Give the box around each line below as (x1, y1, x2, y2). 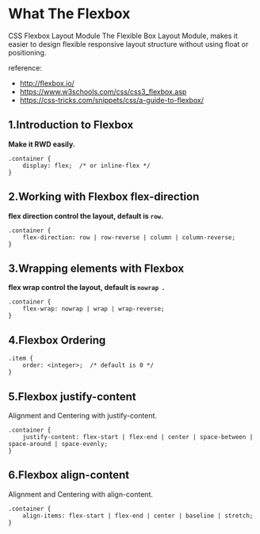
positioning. (8, 48, 47, 57)
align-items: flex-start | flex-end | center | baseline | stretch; (22, 512, 254, 520)
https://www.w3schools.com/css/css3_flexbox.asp (19, 86, 187, 96)
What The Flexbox (8, 5, 131, 23)
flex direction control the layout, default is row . (8, 211, 164, 220)
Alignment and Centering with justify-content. (8, 411, 157, 420)
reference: (8, 63, 42, 72)
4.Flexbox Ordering (8, 334, 106, 347)
